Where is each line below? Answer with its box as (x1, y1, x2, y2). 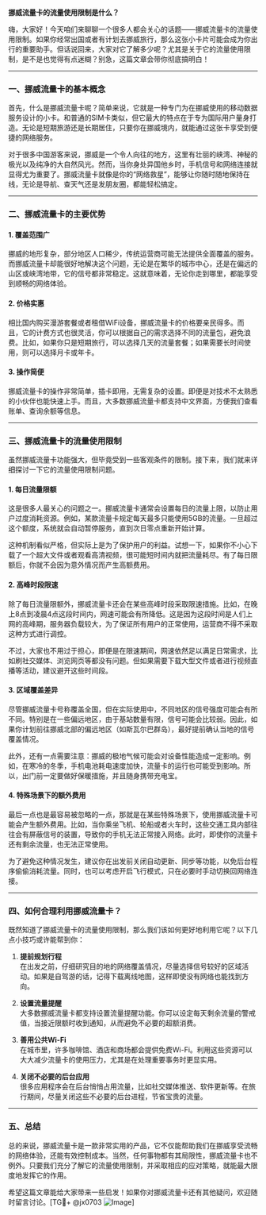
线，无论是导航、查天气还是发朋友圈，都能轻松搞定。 (8, 179, 182, 189)
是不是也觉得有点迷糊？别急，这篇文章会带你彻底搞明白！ (21, 55, 210, 64)
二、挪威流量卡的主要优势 (8, 209, 106, 220)
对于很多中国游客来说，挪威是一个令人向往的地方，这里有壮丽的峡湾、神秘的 (8, 150, 258, 160)
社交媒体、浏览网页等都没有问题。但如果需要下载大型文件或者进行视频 (21, 655, 251, 665)
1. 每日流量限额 (8, 484, 57, 494)
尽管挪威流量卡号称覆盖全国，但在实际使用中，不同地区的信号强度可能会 (8, 704, 244, 714)
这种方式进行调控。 (8, 629, 71, 638)
